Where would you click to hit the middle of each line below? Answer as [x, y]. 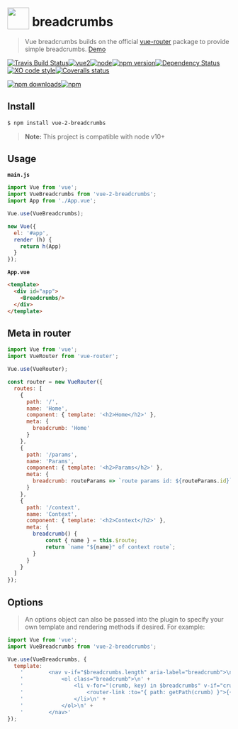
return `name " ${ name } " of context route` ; [110, 547]
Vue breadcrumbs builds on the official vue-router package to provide [127, 41]
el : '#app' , [32, 233]
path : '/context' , [53, 507]
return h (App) [41, 246]
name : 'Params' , [50, 461]
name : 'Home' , [47, 409]
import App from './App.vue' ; [52, 201]
